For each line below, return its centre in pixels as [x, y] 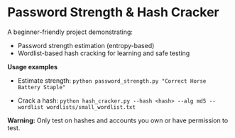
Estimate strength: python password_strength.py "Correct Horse [112, 80]
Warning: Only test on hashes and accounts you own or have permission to [118, 120]
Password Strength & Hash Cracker [114, 12]
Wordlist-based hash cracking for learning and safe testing [104, 53]
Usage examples [33, 67]
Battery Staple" [42, 87]
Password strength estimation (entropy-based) [86, 45]
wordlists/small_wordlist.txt [91, 107]
